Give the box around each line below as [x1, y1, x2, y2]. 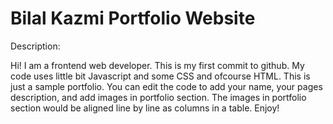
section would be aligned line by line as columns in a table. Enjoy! [10, 102, 280, 114]
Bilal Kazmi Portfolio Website [10, 7, 256, 30]
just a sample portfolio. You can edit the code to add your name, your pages [10, 80, 323, 92]
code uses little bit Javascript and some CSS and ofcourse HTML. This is [10, 70, 311, 82]
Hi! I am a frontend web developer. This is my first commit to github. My [10, 59, 305, 71]
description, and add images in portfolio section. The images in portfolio [10, 91, 307, 103]
